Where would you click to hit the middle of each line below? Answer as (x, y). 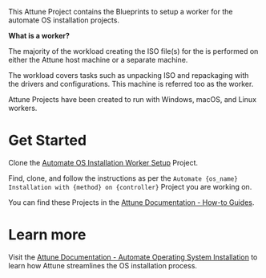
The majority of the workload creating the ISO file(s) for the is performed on (133, 51)
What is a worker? (39, 36)
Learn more (47, 235)
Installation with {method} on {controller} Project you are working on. (130, 186)
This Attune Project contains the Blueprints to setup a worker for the (121, 12)
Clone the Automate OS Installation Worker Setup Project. (103, 162)
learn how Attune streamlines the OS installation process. (103, 265)
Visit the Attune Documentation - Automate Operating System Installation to (133, 257)
